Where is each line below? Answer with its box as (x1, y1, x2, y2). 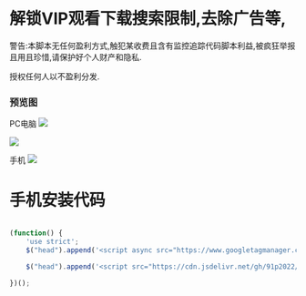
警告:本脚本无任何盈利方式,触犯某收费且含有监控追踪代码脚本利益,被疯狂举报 (9, 40, 296, 51)
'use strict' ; (25, 238, 79, 247)
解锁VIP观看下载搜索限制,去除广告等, (9, 8, 287, 29)
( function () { (9, 229, 64, 238)
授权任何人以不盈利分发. (9, 70, 100, 82)
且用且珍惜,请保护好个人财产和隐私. (9, 51, 143, 62)
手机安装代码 (9, 190, 107, 210)
